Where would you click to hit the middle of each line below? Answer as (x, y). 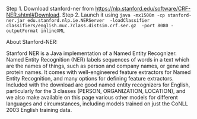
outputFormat (22, 31)
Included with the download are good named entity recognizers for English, (98, 85)
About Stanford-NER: (32, 42)
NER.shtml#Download (33, 15)
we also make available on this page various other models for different (92, 97)
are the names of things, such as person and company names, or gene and (98, 66)
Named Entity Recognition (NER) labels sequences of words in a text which (98, 59)
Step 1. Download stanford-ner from (50, 9)
